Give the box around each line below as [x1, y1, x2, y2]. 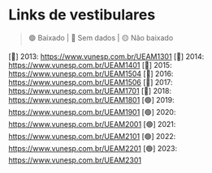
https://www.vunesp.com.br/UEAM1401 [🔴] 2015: [8, 60, 172, 70]
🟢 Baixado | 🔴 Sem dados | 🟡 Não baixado [28, 32, 174, 42]
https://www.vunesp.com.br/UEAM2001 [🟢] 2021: [8, 119, 176, 129]
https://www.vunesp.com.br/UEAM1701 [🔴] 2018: [8, 86, 172, 95]
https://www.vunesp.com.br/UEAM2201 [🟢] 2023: [8, 143, 178, 153]
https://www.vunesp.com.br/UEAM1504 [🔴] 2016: [8, 69, 174, 78]
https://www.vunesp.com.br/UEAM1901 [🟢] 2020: [8, 107, 176, 116]
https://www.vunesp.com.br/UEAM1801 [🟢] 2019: [8, 95, 175, 104]
